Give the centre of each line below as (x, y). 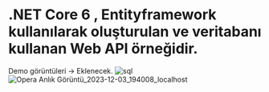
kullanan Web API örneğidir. (103, 49)
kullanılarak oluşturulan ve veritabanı (135, 32)
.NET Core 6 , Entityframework (112, 15)
